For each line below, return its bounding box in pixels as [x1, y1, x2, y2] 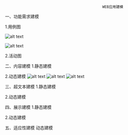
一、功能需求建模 [5, 14, 39, 19]
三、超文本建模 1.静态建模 [5, 84, 56, 90]
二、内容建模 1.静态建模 [5, 63, 52, 69]
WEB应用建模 [102, 4, 124, 9]
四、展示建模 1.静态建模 [5, 105, 52, 110]
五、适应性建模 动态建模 [5, 125, 53, 131]
